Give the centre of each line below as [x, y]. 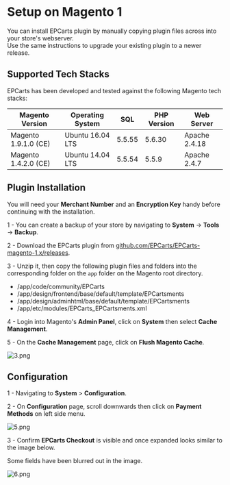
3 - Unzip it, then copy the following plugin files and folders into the [102, 266]
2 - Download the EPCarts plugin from [61, 245]
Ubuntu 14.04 [87, 155]
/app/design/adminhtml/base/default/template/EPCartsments [103, 301]
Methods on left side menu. [46, 414]
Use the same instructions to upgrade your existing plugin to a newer [104, 45]
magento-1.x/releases [38, 252]
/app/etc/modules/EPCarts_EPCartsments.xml [82, 308]
